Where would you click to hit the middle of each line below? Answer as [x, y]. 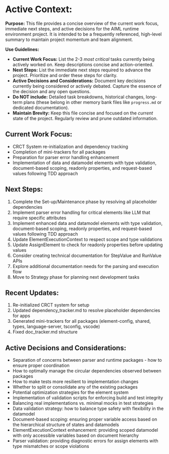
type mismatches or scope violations [51, 446]
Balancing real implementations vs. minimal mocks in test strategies [83, 403]
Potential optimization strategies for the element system [70, 392]
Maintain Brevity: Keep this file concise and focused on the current [83, 113]
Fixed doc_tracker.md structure [45, 332]
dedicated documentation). [41, 107]
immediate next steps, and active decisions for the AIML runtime [72, 28]
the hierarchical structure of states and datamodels [66, 425]
